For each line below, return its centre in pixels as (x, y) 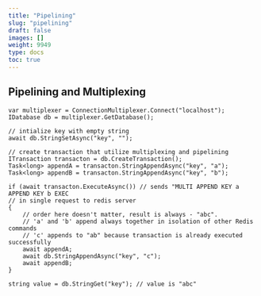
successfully (30, 242)
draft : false (30, 30)
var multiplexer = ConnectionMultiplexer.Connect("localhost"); (117, 110)
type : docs (26, 52)
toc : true (25, 60)
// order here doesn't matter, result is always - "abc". (120, 214)
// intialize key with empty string (69, 131)
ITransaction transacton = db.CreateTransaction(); (95, 159)
